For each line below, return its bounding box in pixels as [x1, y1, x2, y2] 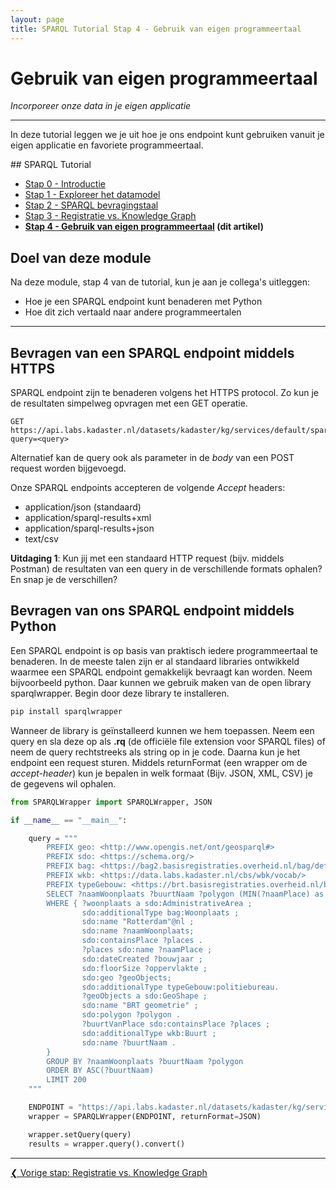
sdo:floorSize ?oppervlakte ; [81, 963, 208, 973]
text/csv [24, 533, 59, 545]
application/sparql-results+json [24, 522, 155, 535]
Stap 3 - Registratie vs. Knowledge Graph [24, 210, 197, 222]
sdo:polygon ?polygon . [81, 1010, 182, 1020]
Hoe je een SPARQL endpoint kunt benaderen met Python [24, 296, 263, 308]
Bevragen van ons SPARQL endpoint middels [10, 602, 295, 620]
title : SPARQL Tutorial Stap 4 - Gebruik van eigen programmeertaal [10, 24, 302, 34]
